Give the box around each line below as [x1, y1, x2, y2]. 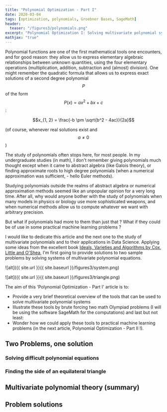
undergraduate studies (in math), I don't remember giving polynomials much [5, 157, 162, 163]
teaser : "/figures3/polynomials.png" [9, 26, 88, 31]
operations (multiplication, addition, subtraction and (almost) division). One [5, 64, 159, 70]
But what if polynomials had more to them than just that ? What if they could [5, 219, 161, 225]
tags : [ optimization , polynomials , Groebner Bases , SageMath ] [5, 16, 137, 21]
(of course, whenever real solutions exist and [5, 127, 98, 133]
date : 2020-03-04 [5, 12, 41, 17]
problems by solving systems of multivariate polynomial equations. [5, 255, 142, 261]
